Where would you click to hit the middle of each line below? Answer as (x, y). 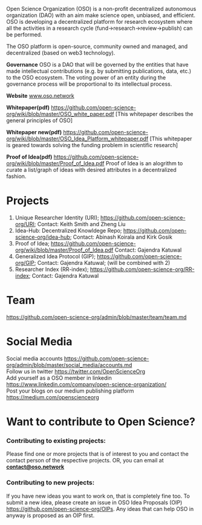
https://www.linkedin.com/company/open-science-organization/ (86, 384)
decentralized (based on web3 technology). (61, 53)
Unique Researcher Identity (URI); (57, 218)
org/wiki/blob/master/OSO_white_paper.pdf (60, 114)
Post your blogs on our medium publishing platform (70, 391)
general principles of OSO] (40, 120)
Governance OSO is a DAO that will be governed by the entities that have (97, 64)
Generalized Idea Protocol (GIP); (55, 256)
